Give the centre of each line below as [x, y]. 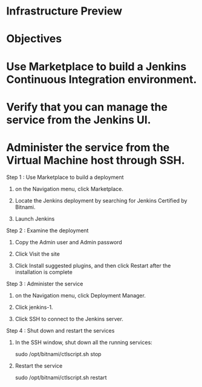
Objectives [34, 39]
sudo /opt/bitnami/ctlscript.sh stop [58, 354]
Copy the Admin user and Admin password [68, 242]
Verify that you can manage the [87, 107]
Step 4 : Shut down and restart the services [60, 330]
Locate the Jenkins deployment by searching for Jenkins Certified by [101, 200]
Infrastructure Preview [64, 11]
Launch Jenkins [35, 218]
